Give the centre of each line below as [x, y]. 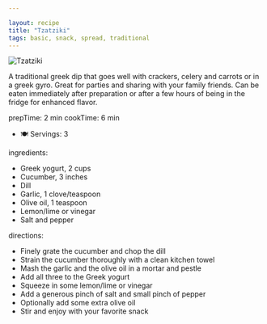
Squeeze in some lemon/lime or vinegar [86, 286]
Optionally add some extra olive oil [78, 303]
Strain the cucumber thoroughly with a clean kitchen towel [117, 260]
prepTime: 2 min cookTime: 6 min [64, 118]
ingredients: [28, 153]
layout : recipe [34, 23]
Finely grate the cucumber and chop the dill [93, 251]
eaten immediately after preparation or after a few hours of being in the [127, 94]
